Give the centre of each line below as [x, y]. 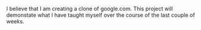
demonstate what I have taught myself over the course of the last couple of [101, 15]
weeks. [15, 21]
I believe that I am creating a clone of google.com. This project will [90, 9]
